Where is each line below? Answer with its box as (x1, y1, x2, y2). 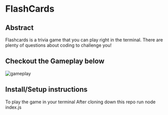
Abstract (5, 23, 34, 32)
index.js (5, 104, 22, 110)
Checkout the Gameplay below (5, 57, 105, 66)
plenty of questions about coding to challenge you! (5, 42, 112, 48)
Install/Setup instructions (5, 85, 88, 94)
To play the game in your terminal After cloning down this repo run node (5, 99, 156, 105)
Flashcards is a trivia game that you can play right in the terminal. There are (5, 37, 163, 43)
